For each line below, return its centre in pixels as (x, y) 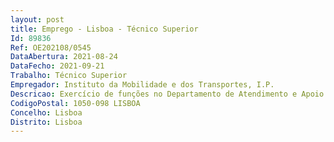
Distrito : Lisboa (46, 122)
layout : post (37, 19)
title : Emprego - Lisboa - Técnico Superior (104, 29)
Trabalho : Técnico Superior (69, 76)
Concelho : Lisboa (46, 112)
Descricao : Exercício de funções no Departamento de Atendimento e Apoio (167, 94)
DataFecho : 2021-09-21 (57, 66)
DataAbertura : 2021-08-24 (64, 57)
